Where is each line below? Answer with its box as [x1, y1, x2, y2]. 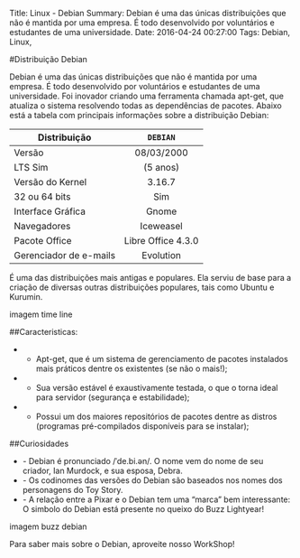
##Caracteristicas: [9, 327, 78, 337]
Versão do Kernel [14, 176, 87, 188]
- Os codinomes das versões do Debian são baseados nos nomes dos [22, 475, 284, 486]
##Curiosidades [9, 438, 69, 449]
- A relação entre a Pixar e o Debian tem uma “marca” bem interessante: [22, 494, 291, 505]
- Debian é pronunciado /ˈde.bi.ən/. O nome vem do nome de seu [22, 456, 264, 466]
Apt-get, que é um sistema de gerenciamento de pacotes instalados [35, 354, 288, 364]
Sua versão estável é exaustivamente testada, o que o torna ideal [35, 383, 278, 393]
